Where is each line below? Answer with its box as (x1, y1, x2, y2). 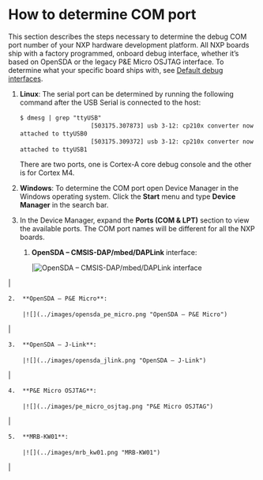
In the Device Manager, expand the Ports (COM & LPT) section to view (19, 215, 250, 225)
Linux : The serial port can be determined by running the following (19, 89, 235, 98)
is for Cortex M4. (19, 168, 75, 177)
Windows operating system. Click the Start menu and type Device (19, 192, 236, 201)
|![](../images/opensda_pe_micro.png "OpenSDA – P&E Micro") (22, 310, 227, 318)
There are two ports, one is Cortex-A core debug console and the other (19, 159, 252, 169)
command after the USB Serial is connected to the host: (19, 97, 201, 107)
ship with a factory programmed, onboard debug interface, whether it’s (8, 48, 239, 58)
